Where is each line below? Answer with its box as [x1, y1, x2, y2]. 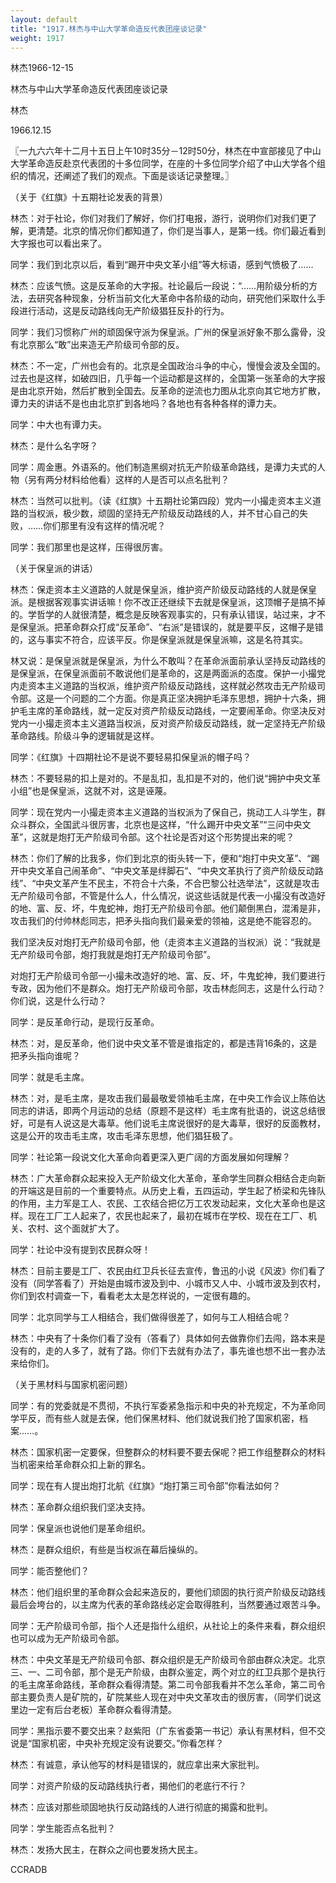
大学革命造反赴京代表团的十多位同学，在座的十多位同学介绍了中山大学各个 [10, 157, 317, 170]
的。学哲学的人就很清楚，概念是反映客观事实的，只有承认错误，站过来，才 [10, 609, 317, 621]
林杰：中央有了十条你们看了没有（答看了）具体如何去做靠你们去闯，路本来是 [10, 1332, 326, 1345]
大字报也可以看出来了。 [10, 237, 107, 250]
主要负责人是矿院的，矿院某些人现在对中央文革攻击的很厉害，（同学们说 [18, 1691, 313, 1703]
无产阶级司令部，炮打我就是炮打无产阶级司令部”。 [10, 949, 217, 961]
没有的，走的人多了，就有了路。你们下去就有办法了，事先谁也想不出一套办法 [10, 1345, 326, 1357]
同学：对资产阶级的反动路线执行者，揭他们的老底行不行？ [10, 1780, 247, 1792]
